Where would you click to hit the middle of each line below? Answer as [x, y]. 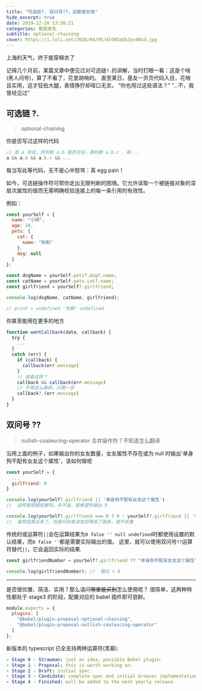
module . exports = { [31, 608]
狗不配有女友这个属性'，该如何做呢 [49, 461]
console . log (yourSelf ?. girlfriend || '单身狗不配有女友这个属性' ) [86, 500]
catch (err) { [29, 355]
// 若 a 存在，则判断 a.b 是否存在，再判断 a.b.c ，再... [73, 152]
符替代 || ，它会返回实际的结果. [44, 549]
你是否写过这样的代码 [32, 141]
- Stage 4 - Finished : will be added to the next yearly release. [91, 682]
